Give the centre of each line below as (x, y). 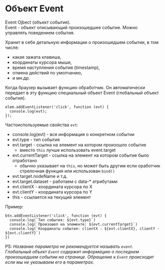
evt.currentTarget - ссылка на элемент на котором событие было (81, 155)
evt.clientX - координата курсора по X (52, 186)
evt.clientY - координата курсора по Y (52, 192)
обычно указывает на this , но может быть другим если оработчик (90, 166)
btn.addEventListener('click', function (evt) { (56, 216)
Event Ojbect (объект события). (38, 22)
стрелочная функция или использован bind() (67, 171)
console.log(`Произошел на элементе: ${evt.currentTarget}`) (74, 224)
